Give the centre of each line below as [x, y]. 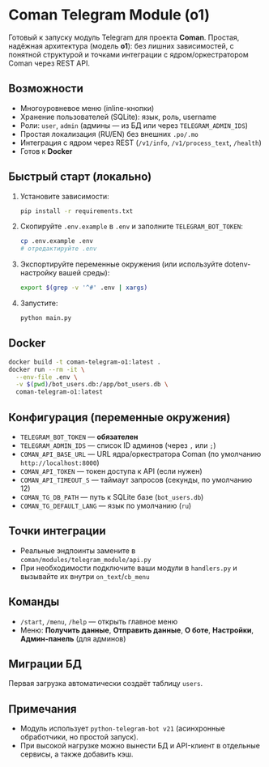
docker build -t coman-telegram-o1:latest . [85, 362]
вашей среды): [84, 273]
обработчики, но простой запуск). [79, 737]
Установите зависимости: [64, 196]
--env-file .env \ [47, 377]
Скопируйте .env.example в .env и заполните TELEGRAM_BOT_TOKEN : [131, 226]
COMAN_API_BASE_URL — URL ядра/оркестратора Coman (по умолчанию [141, 454]
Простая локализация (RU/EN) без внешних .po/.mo [109, 134]
